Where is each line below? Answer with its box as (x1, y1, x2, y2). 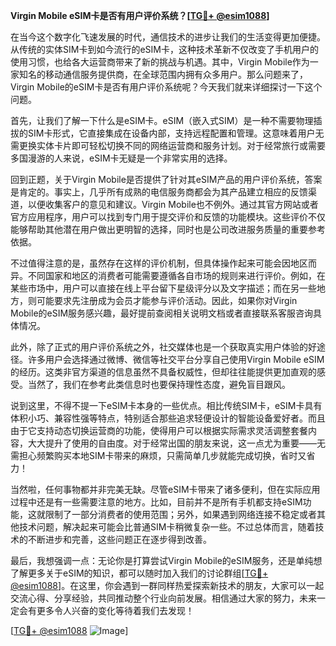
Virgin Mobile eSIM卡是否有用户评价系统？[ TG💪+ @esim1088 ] (10, 10, 270, 21)
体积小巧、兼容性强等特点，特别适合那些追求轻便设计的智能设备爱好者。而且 (10, 412, 326, 424)
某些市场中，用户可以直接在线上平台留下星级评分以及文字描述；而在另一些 (10, 282, 317, 294)
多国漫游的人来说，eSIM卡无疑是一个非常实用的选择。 (10, 152, 233, 164)
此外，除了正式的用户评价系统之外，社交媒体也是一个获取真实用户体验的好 (10, 341, 317, 353)
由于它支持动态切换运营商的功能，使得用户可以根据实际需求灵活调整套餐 (10, 425, 308, 436)
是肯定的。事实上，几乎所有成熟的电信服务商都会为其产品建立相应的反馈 (10, 186, 308, 198)
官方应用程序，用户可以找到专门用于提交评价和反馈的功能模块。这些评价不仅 (10, 211, 326, 223)
